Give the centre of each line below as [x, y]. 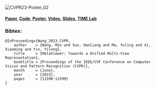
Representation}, [23, 58]
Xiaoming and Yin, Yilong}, [34, 49]
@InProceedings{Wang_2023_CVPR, [38, 41]
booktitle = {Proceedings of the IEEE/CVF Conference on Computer [82, 62]
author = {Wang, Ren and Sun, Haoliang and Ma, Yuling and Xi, [82, 45]
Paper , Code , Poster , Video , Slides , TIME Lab [51, 18]
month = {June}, [35, 70]
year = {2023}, [35, 75]
